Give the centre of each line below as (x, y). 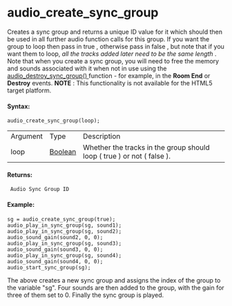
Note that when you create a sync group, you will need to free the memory (113, 61)
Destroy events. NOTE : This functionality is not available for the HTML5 (110, 83)
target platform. (29, 90)
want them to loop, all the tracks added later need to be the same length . (112, 54)
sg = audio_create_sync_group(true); (61, 219)
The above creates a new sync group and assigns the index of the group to (114, 280)
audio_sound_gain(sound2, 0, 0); (55, 237)
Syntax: (19, 106)
